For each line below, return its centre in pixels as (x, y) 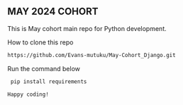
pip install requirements (49, 81)
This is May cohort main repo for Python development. (87, 28)
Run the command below (44, 68)
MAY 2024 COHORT (53, 12)
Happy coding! (28, 94)
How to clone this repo (40, 42)
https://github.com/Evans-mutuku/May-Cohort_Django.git (91, 55)
